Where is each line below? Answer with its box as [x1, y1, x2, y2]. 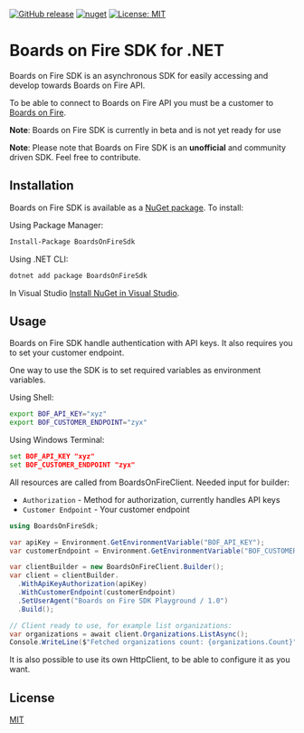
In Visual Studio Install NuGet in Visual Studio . [9, 287, 180, 298]
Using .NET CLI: [9, 254, 69, 265]
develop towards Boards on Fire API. [9, 80, 146, 91]
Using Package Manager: [9, 219, 104, 230]
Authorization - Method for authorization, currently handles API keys [22, 494, 280, 505]
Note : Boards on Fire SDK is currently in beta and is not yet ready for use [9, 124, 282, 135]
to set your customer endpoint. [9, 347, 125, 358]
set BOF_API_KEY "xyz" [9, 452, 95, 461]
